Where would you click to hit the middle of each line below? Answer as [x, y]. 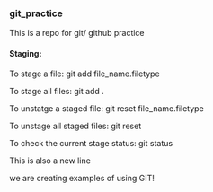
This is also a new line [50, 161]
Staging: [26, 53]
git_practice [36, 13]
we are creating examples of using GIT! [82, 178]
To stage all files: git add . [57, 91]
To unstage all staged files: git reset [75, 126]
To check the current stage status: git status [91, 143]
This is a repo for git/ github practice [77, 33]
